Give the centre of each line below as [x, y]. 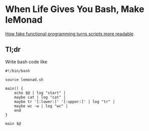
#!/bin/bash [17, 71]
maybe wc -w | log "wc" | [41, 106]
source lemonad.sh [24, 80]
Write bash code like [26, 62]
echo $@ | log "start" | [40, 93]
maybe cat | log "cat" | [40, 97]
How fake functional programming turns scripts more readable [69, 34]
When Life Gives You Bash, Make [75, 9]
